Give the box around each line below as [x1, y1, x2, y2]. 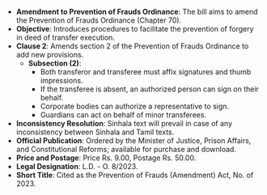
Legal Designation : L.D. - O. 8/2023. [15, 162, 138, 171]
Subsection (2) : [28, 58, 82, 68]
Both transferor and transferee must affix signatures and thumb [40, 67, 252, 76]
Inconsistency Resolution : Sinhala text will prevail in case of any [15, 119, 233, 128]
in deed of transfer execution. [15, 32, 116, 42]
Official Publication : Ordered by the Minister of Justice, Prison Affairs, [15, 136, 252, 145]
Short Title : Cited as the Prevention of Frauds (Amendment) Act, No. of [15, 170, 254, 180]
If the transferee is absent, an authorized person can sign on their [40, 84, 259, 94]
